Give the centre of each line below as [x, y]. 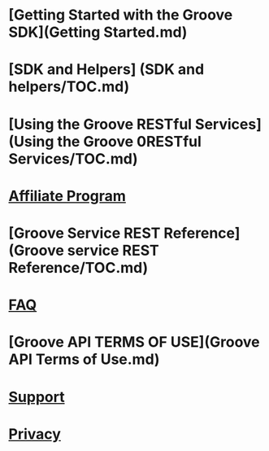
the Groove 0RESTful [129, 141]
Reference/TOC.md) [78, 267]
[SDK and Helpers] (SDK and [106, 70]
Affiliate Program [67, 196]
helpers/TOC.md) [69, 87]
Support [37, 397]
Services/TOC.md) [73, 158]
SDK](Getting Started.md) [98, 32]
